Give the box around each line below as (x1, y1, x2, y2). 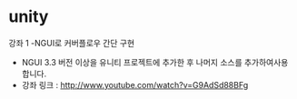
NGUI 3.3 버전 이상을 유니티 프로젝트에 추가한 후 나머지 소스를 (21, 56, 243, 67)
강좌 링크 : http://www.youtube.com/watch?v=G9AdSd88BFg (21, 79, 249, 90)
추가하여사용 (243, 56, 289, 67)
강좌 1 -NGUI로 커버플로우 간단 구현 (8, 37, 135, 48)
